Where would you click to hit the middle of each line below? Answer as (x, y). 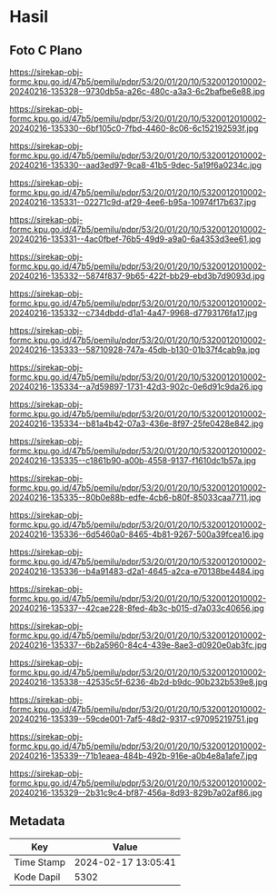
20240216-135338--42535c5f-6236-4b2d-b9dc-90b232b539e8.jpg (138, 682)
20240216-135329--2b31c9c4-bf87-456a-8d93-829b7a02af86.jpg (136, 793)
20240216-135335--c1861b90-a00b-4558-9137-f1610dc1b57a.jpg (133, 460)
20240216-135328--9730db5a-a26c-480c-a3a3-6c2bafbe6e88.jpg (137, 91)
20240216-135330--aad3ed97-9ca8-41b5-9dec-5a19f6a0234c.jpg (135, 165)
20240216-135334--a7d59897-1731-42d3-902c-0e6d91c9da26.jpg (136, 387)
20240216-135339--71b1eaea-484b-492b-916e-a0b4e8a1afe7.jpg (134, 756)
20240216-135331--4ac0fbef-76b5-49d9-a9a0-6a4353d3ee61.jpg (135, 239)
